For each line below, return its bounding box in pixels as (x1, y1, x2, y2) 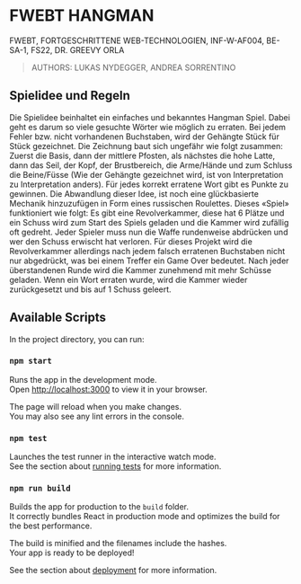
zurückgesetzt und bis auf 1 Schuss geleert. (9, 284, 173, 295)
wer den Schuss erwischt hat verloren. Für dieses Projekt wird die (9, 235, 253, 247)
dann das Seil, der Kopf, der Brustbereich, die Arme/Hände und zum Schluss (9, 159, 293, 171)
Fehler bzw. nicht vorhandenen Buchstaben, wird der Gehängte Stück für (9, 131, 280, 142)
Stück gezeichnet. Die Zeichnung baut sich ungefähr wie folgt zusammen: (9, 140, 283, 151)
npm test (9, 433, 48, 443)
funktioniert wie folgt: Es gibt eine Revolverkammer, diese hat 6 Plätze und (9, 208, 285, 218)
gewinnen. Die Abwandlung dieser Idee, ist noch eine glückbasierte (9, 188, 259, 199)
